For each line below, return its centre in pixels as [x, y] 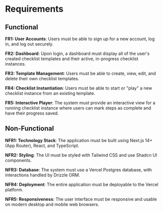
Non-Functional [30, 129]
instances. [15, 64]
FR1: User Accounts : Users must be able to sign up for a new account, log [80, 39]
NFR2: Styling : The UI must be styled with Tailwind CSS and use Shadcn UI [81, 155]
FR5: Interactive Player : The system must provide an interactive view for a [80, 103]
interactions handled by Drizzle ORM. [43, 175]
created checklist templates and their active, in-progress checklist [72, 59]
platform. [14, 189]
